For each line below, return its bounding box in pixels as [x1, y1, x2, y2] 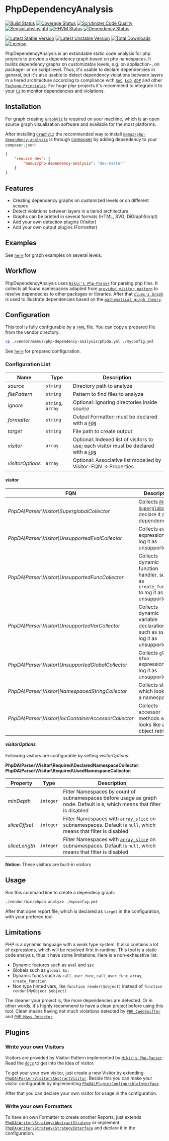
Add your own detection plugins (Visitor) [12, 219, 97, 225]
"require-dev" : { [14, 156, 51, 161]
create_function [12, 979, 47, 984]
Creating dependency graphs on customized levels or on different [12, 197, 149, 203]
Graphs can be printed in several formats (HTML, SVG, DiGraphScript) [12, 213, 158, 220]
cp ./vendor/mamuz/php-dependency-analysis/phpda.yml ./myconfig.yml [5, 339, 154, 344]
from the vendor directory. [5, 329, 60, 335]
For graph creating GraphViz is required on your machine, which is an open [5, 116, 160, 122]
